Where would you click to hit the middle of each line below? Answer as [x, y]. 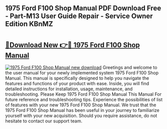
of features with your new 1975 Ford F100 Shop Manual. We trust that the [81, 105]
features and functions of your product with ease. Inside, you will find [77, 83]
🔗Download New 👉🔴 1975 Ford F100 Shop [72, 45]
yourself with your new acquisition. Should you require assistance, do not [81, 116]
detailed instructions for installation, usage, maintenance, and [69, 89]
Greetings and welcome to [130, 67]
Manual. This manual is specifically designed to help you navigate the [77, 78]
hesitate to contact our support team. [44, 121]
